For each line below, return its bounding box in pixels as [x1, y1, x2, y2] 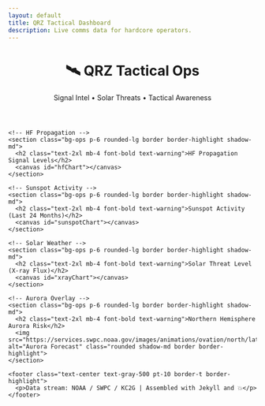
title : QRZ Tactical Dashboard [8, 19, 111, 27]
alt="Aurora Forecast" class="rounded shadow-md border [8, 343, 196, 351]
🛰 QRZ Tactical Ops [65, 61, 200, 80]
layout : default [8, 11, 62, 20]
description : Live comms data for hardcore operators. [8, 26, 192, 34]
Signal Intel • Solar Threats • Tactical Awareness [54, 93, 211, 102]
